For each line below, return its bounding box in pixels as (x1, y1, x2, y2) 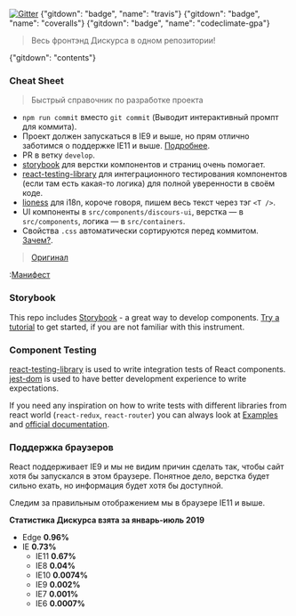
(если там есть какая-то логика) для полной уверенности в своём (21, 178, 276, 189)
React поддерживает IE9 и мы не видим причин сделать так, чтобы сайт (9, 461, 284, 472)
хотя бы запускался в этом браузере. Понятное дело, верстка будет (9, 471, 270, 482)
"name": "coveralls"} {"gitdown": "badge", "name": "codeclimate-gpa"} (9, 18, 270, 28)
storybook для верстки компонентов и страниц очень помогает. (21, 159, 266, 170)
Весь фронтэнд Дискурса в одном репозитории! (30, 36, 216, 45)
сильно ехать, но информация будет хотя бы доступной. (9, 481, 224, 491)
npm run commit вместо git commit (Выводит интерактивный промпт (21, 112, 279, 123)
